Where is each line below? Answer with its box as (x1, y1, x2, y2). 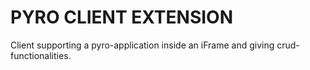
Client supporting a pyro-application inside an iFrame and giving (10, 39, 275, 51)
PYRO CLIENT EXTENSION (10, 6, 234, 29)
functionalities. (10, 49, 72, 61)
